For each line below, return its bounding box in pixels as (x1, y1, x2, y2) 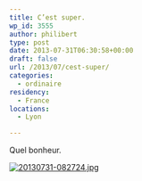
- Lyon (17, 112, 42, 121)
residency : (9, 87, 50, 96)
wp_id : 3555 (9, 21, 54, 30)
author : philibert (9, 29, 78, 38)
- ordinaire (17, 79, 63, 88)
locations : (9, 104, 50, 113)
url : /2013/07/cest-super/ (9, 63, 110, 72)
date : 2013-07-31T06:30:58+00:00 (9, 46, 134, 55)
